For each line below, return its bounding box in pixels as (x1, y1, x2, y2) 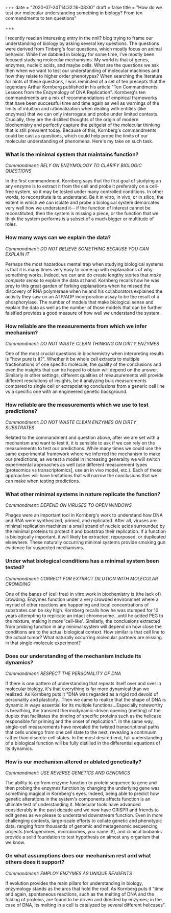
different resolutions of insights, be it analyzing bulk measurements (5, 378, 147, 384)
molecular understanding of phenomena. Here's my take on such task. (5, 138, 154, 144)
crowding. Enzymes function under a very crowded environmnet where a (5, 596, 159, 602)
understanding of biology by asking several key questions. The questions (5, 40, 159, 46)
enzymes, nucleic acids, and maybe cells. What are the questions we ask (5, 62, 159, 68)
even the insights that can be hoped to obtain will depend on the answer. (5, 366, 158, 372)
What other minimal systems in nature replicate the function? (5, 490, 161, 498)
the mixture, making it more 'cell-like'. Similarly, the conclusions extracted (5, 618, 160, 624)
